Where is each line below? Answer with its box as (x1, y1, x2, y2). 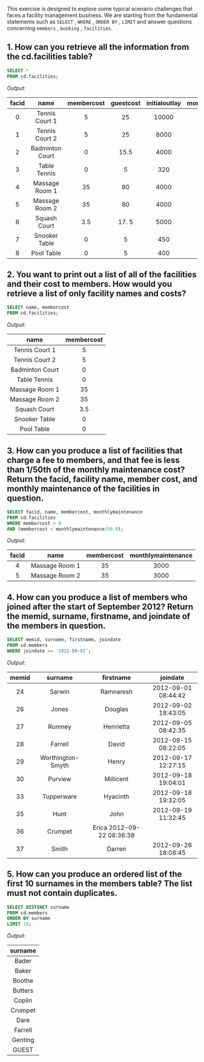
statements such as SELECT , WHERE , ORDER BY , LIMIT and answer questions (7, 18, 192, 25)
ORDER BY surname (7, 916, 51, 922)
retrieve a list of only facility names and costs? (7, 288, 186, 298)
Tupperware (42, 792, 77, 801)
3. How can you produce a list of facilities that (7, 445, 183, 456)
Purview (48, 775, 71, 783)
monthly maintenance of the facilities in (7, 483, 160, 494)
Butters (12, 987, 34, 995)
